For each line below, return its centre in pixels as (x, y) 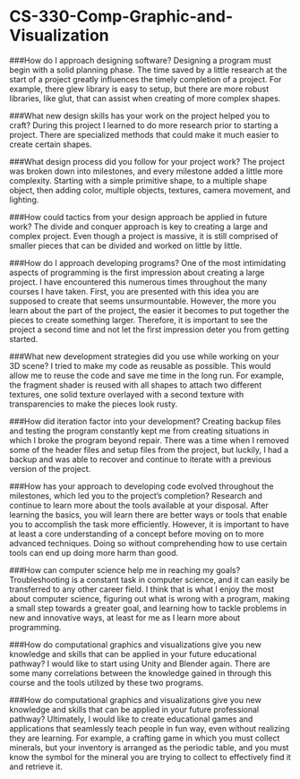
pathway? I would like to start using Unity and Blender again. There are (140, 663)
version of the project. (50, 468)
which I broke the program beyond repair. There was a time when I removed (149, 440)
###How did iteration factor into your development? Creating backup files (146, 421)
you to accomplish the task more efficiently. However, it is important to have (149, 524)
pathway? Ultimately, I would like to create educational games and (131, 719)
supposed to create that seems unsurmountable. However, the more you (143, 301)
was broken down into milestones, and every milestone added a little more (146, 171)
